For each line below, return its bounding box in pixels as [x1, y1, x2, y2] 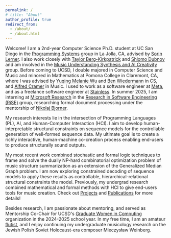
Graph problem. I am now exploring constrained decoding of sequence [5, 168, 155, 174]
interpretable [5, 126, 33, 132]
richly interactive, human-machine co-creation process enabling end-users [5, 136, 163, 142]
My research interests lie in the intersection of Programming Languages [5, 115, 156, 121]
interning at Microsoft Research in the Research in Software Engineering [5, 94, 157, 100]
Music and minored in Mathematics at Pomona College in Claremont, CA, [5, 73, 158, 78]
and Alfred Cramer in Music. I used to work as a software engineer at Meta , [5, 83, 164, 89]
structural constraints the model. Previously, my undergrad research [5, 179, 149, 185]
